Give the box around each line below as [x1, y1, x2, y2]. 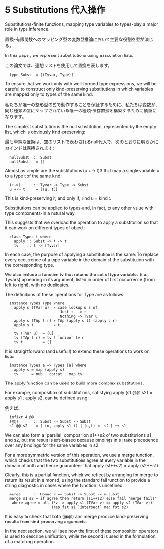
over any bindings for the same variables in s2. [5, 442, 100, 448]
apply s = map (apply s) [14, 367, 65, 372]
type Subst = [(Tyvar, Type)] [9, 72, 74, 77]
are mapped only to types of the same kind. [5, 91, 93, 97]
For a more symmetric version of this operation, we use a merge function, [5, 452, 154, 458]
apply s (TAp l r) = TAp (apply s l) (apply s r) [14, 318, 118, 323]
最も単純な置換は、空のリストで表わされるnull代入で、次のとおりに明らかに [5, 138, 159, 145]
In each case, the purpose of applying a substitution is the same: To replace [5, 251, 159, 257]
